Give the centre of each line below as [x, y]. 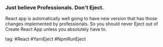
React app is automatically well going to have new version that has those [81, 19]
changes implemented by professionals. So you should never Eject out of [82, 24]
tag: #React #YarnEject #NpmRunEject [46, 39]
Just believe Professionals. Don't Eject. [55, 8]
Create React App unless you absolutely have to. [56, 29]
